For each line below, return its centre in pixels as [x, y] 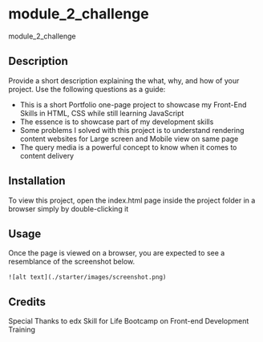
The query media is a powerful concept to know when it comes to [128, 147]
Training [22, 330]
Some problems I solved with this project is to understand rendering [132, 130]
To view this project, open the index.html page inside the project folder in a [132, 200]
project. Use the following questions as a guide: [87, 89]
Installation [37, 181]
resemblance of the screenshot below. [72, 262]
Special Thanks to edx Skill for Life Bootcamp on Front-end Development [129, 321]
